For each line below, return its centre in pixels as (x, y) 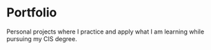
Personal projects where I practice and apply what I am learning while (105, 32)
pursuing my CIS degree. (42, 38)
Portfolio (32, 13)
